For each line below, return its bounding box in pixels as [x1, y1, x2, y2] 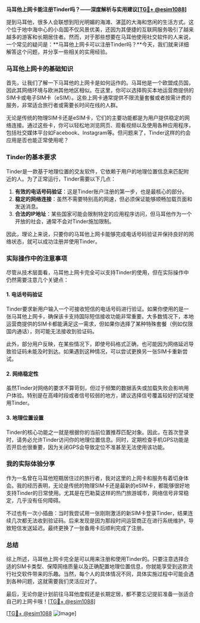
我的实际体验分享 [6, 460, 55, 468]
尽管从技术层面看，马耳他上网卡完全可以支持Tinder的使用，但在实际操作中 [6, 268, 189, 276]
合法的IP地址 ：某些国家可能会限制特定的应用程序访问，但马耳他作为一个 [14, 210, 192, 217]
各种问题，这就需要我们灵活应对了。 [11, 578, 100, 585]
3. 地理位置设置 [6, 414, 44, 421]
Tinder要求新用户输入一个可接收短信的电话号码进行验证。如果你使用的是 [6, 305, 184, 312]
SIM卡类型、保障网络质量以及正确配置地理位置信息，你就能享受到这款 [16, 563, 188, 570]
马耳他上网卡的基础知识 [6, 64, 73, 73]
